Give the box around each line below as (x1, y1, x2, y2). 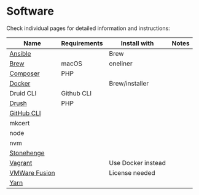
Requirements (61, 39, 103, 47)
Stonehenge (9, 149, 45, 157)
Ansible (9, 49, 31, 57)
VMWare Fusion (9, 168, 55, 177)
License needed (109, 168, 155, 177)
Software (6, 4, 54, 18)
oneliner (109, 59, 133, 68)
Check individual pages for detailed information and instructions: (6, 24, 170, 32)
